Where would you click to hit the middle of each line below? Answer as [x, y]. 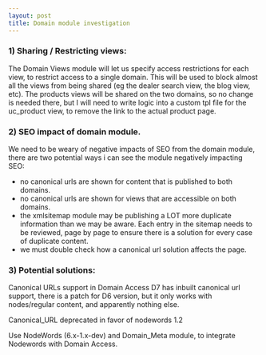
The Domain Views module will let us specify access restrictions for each [129, 68]
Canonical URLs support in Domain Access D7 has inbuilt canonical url [125, 288]
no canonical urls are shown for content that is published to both [126, 181]
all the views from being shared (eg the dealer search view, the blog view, [129, 86]
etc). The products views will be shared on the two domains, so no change [131, 94]
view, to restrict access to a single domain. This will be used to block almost [133, 77]
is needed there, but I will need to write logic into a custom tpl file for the [127, 102]
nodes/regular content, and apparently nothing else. [94, 305]
